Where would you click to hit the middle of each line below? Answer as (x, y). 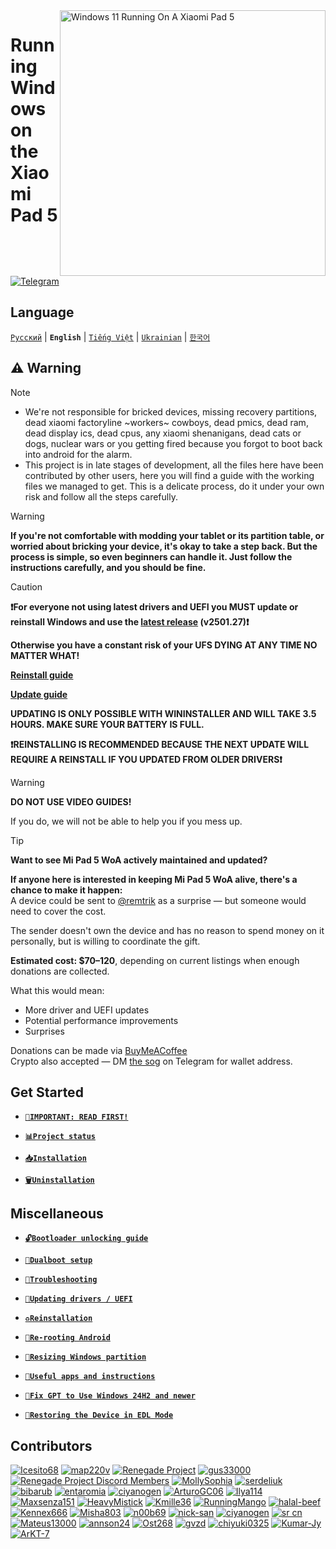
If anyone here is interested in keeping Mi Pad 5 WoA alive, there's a (154, 879)
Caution (26, 586)
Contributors (51, 1445)
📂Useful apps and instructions (90, 1377)
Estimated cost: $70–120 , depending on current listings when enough (155, 960)
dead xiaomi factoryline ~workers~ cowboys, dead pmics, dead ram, (166, 422)
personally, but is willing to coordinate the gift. (105, 941)
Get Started (47, 1092)
